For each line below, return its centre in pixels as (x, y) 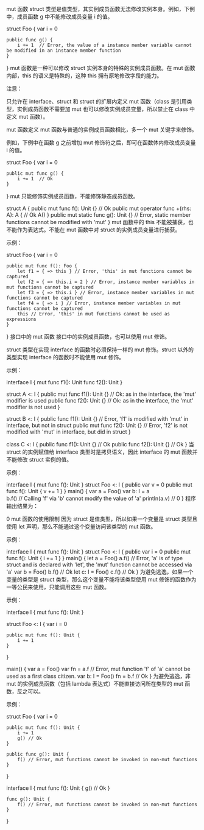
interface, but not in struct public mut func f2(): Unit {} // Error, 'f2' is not (97, 425)
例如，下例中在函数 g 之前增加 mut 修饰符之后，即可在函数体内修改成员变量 (101, 142)
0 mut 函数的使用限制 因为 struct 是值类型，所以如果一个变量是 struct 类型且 (102, 519)
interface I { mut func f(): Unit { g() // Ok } (58, 788)
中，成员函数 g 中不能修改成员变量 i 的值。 (60, 16)
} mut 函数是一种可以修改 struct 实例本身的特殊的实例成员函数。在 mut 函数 (101, 68)
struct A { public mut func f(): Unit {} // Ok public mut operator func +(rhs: (99, 208)
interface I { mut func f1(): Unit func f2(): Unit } (65, 382)
